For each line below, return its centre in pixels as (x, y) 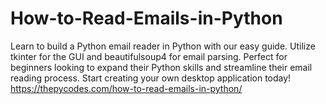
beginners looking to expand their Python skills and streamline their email (161, 67)
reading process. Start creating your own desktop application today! (151, 78)
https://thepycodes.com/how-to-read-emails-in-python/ (126, 88)
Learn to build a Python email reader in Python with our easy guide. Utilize (163, 46)
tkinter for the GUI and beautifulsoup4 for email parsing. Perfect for (149, 56)
